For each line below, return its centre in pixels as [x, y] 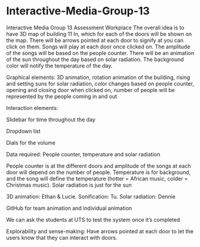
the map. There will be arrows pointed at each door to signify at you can [95, 40]
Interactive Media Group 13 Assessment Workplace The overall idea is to [95, 28]
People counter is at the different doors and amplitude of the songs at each [99, 166]
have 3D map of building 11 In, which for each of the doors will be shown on [99, 33]
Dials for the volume [31, 142]
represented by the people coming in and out [62, 96]
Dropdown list [23, 131]
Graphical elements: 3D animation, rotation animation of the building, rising [98, 77]
